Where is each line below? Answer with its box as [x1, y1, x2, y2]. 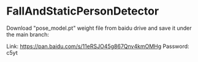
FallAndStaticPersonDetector [6, 4, 159, 18]
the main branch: [6, 30, 49, 38]
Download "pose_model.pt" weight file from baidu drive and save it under [6, 24, 192, 32]
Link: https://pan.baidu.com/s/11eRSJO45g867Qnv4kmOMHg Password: [6, 43, 189, 50]
